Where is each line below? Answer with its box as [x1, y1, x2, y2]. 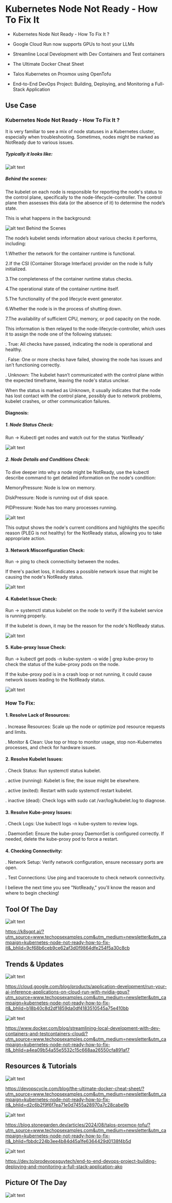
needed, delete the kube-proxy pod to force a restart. [5, 836, 119, 842]
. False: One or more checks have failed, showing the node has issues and [5, 356, 163, 362]
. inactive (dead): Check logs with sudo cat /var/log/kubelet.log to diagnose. [5, 798, 166, 804]
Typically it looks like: [5, 151, 53, 157]
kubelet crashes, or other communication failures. [5, 398, 111, 404]
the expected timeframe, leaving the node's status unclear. [5, 377, 130, 383]
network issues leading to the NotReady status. [5, 676, 106, 682]
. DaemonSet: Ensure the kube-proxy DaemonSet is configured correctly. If [5, 830, 164, 837]
